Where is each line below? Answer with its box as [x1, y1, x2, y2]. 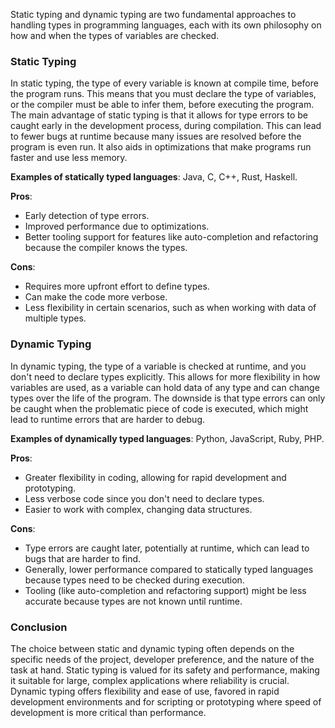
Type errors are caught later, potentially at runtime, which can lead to [24, 542, 310, 554]
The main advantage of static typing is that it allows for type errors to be [10, 109, 308, 121]
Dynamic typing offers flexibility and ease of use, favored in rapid [10, 685, 280, 697]
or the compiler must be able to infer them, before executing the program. [10, 99, 315, 111]
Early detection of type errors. [24, 210, 150, 222]
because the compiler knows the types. [24, 242, 188, 254]
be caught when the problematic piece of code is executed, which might [10, 402, 309, 414]
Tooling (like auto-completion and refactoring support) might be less [24, 584, 307, 596]
